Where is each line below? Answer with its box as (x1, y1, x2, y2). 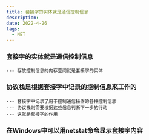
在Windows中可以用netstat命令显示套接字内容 (6, 126, 144, 135)
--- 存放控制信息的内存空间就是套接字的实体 (6, 68, 103, 74)
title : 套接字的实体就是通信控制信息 (6, 8, 89, 15)
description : (6, 15, 39, 21)
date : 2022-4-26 (6, 20, 47, 26)
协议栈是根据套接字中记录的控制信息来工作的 (6, 83, 137, 92)
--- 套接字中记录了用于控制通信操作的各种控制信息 (6, 98, 117, 104)
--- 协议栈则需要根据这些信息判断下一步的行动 (6, 104, 108, 111)
